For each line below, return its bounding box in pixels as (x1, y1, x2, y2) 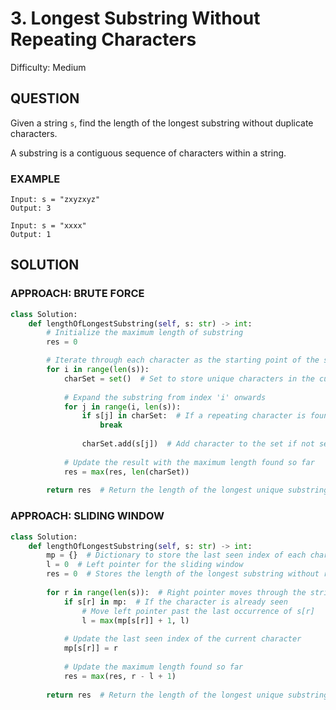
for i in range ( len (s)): (46, 365, 150, 375)
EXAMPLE (10, 172, 61, 186)
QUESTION (10, 90, 80, 107)
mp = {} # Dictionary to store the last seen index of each (46, 550, 307, 561)
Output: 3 (10, 203, 52, 214)
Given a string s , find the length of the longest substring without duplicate (10, 117, 314, 129)
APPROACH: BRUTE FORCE (10, 287, 145, 301)
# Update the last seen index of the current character (63, 634, 302, 644)
